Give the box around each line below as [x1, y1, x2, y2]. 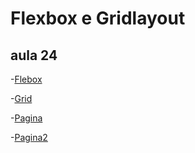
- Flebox [10, 73, 43, 85]
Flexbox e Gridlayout [10, 7, 186, 30]
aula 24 [10, 47, 58, 64]
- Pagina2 [10, 132, 48, 143]
